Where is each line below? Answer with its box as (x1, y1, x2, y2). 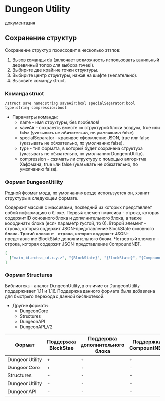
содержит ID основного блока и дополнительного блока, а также (5, 215, 142, 221)
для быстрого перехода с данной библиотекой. (5, 293, 105, 299)
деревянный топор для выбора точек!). (12, 62, 95, 67)
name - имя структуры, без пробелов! (19, 119, 100, 125)
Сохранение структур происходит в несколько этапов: (5, 47, 121, 53)
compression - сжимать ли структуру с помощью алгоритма (19, 156, 147, 162)
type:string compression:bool (5, 105, 67, 110)
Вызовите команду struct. (12, 77, 66, 83)
